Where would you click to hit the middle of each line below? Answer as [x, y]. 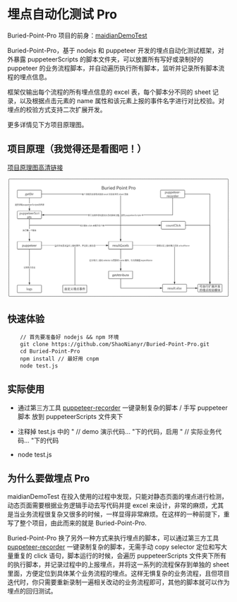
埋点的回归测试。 [32, 591]
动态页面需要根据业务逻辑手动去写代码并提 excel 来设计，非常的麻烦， [109, 505]
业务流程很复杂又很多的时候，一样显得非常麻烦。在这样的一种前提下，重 [124, 514]
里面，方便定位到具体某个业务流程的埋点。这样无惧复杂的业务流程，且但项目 [119, 574]
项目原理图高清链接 [35, 167]
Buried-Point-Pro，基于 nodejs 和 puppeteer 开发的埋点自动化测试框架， [113, 50]
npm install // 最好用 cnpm [60, 359]
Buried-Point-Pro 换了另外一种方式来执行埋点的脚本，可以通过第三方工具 [113, 538]
